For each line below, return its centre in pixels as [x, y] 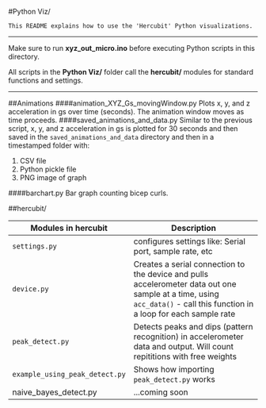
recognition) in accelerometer [188, 337]
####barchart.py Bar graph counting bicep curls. [88, 193]
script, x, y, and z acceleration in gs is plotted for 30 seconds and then [123, 129]
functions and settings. [46, 80]
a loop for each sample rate [184, 314]
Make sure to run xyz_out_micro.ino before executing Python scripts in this [132, 48]
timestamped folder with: [49, 145]
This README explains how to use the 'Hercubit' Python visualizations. [131, 26]
